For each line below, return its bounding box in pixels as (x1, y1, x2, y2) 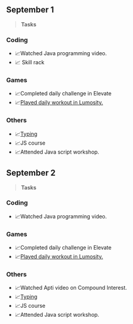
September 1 (6, 5, 54, 15)
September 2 (6, 168, 56, 178)
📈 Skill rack (14, 59, 45, 66)
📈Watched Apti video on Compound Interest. (14, 284, 128, 292)
